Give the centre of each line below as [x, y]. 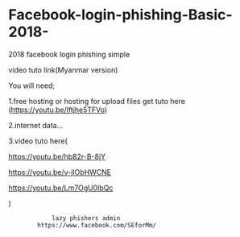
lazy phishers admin [86, 218]
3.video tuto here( [38, 141]
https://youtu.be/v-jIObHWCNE [60, 172]
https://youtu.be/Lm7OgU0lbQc [61, 188]
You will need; [31, 85]
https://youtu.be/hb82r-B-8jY [57, 156]
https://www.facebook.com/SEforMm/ [97, 225]
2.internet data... [36, 125]
